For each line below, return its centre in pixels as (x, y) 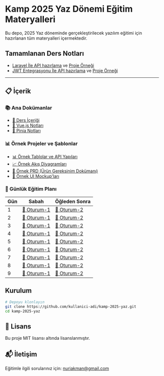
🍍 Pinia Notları (26, 131)
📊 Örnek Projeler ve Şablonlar (41, 144)
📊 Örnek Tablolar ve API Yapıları (45, 156)
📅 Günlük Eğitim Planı (31, 188)
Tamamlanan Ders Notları (45, 54)
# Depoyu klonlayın (25, 302)
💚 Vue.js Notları (28, 125)
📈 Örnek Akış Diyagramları (39, 164)
